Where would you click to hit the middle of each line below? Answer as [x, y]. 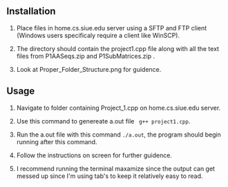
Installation [31, 11]
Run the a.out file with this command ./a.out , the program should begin [119, 135]
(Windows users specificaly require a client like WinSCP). [98, 35]
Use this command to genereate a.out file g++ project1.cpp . [103, 121]
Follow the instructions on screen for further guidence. [94, 155]
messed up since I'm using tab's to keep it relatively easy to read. [110, 176]
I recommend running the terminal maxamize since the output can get [116, 168]
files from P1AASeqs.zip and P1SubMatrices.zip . [86, 56]
